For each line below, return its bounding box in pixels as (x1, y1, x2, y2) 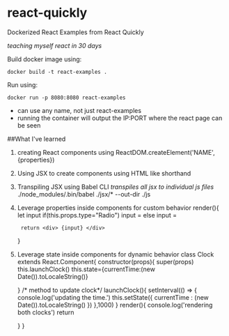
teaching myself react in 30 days (7, 41, 102, 49)
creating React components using (17, 148, 115, 156)
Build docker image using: (7, 54, 82, 63)
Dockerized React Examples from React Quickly (7, 28, 144, 36)
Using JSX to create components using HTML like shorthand (17, 169, 191, 177)
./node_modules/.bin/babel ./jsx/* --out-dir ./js (17, 190, 151, 198)
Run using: (7, 80, 38, 89)
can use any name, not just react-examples (17, 106, 141, 114)
